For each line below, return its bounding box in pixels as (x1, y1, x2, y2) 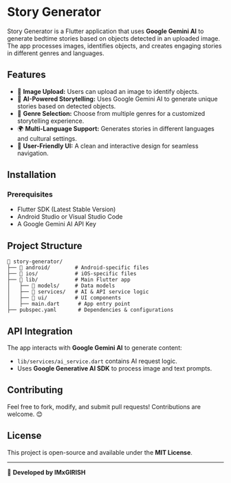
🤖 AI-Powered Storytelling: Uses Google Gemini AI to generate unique (16, 95, 218, 103)
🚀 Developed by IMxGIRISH (7, 468, 86, 476)
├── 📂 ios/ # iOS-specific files (7, 270, 137, 277)
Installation (7, 169, 56, 181)
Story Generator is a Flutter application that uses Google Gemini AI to (7, 27, 204, 35)
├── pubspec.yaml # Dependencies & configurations (7, 306, 174, 314)
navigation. (16, 149, 49, 157)
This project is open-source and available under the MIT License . (7, 448, 192, 456)
